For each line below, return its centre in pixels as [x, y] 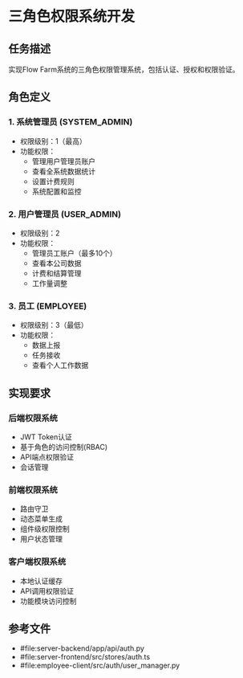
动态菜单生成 [41, 519]
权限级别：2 [40, 233]
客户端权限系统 [37, 562]
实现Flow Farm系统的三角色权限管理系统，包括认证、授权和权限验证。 [124, 69]
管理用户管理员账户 [64, 161]
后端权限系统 [33, 418]
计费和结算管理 [57, 273]
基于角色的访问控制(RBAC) [64, 447]
